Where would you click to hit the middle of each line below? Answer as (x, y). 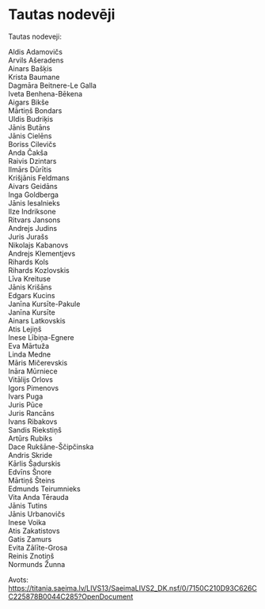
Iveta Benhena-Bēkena (45, 93)
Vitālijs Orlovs (31, 379)
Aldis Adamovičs (36, 51)
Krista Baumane (34, 77)
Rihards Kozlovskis (39, 270)
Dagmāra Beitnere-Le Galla (53, 85)
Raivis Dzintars (32, 161)
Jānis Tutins (28, 505)
